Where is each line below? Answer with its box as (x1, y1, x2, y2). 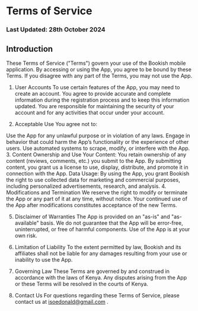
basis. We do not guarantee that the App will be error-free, (40, 219, 183, 227)
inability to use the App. (14, 256, 73, 263)
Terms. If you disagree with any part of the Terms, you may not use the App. (6, 72, 193, 79)
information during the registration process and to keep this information (14, 96, 190, 103)
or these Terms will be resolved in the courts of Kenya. (14, 280, 148, 287)
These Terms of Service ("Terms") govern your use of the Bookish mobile (6, 59, 186, 67)
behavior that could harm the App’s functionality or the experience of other (6, 138, 189, 145)
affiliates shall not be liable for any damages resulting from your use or (14, 250, 187, 257)
